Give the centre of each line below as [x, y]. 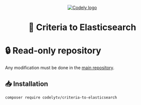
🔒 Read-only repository [53, 51]
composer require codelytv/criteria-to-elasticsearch [61, 97]
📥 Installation [27, 84]
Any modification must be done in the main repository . [60, 68]
